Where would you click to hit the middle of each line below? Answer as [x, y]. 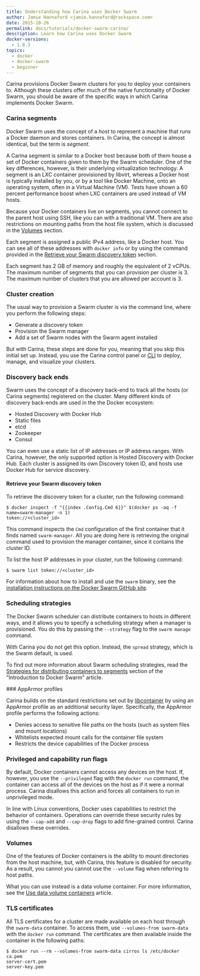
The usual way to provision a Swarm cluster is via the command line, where [99, 306]
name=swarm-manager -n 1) [38, 513]
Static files [28, 421]
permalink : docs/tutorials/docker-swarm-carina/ [68, 28]
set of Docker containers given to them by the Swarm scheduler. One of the [99, 162]
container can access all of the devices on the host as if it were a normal [95, 785]
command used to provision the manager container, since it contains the [95, 542]
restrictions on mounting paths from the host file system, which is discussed [100, 224]
